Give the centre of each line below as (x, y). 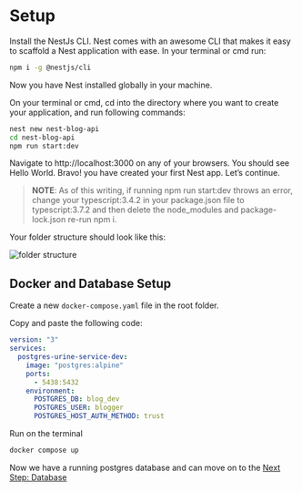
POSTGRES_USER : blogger (79, 408)
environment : (50, 391)
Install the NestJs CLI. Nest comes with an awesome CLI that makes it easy (150, 41)
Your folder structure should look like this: (88, 237)
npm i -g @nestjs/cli (50, 67)
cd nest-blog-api (42, 138)
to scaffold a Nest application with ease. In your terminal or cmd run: (138, 50)
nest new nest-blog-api (55, 128)
